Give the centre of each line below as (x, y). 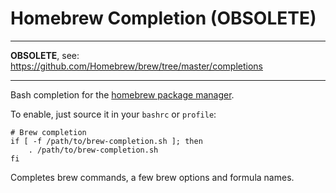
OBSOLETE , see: (45, 55)
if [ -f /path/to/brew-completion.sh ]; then (106, 141)
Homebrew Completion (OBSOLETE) (163, 18)
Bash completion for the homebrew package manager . (122, 94)
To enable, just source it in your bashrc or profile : (113, 114)
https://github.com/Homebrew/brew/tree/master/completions (136, 66)
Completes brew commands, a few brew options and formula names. (152, 177)
